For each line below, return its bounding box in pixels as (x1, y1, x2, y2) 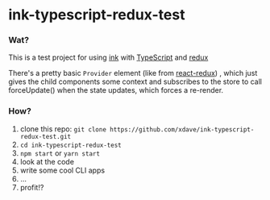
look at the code (19, 156, 75, 166)
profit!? (19, 182, 44, 192)
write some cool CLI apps (19, 165, 106, 175)
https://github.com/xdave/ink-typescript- (110, 125, 255, 134)
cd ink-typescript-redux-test (19, 141, 123, 149)
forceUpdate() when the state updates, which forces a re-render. (8, 85, 224, 95)
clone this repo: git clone (19, 123, 107, 134)
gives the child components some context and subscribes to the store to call (8, 77, 263, 86)
